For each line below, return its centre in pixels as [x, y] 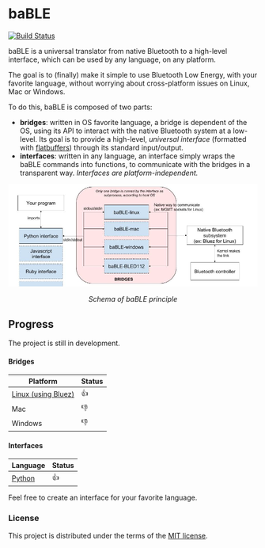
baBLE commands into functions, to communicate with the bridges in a [135, 164]
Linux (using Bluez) [43, 394]
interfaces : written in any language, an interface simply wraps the [127, 156]
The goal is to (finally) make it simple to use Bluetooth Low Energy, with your [133, 74]
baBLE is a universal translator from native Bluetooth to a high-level [118, 51]
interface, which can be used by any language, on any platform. [112, 59]
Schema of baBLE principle [133, 299]
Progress [31, 324]
